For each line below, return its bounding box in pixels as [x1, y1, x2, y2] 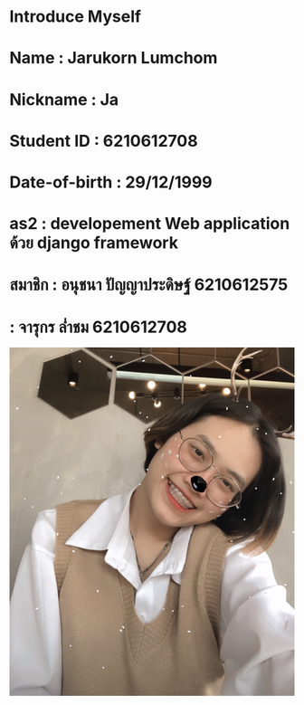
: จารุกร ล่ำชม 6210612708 [9, 317, 188, 337]
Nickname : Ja [9, 89, 119, 110]
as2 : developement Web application [9, 214, 290, 234]
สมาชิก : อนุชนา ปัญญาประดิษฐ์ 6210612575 [9, 274, 289, 295]
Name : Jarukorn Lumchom [9, 48, 218, 69]
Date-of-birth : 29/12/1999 [9, 172, 213, 192]
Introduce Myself [9, 6, 142, 27]
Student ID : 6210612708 [9, 130, 198, 151]
